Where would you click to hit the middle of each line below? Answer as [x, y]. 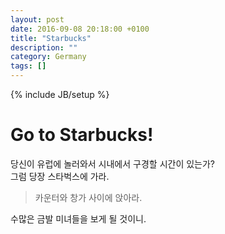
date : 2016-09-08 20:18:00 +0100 [80, 29]
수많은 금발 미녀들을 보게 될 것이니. [78, 218]
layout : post [37, 19]
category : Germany [48, 57]
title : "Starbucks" [51, 38]
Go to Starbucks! [82, 135]
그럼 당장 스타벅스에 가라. [60, 176]
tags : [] [28, 66]
